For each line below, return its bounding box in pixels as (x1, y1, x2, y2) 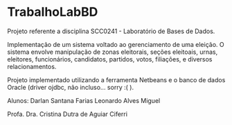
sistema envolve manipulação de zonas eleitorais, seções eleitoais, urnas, (7, 48, 218, 56)
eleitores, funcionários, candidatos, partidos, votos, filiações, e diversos (7, 55, 213, 63)
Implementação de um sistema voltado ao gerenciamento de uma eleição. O (7, 40, 224, 48)
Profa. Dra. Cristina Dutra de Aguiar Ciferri (7, 110, 128, 118)
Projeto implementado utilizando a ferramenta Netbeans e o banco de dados (7, 75, 226, 84)
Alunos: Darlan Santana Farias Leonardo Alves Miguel (7, 96, 161, 104)
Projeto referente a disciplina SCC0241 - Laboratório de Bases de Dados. (7, 27, 215, 35)
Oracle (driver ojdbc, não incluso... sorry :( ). (7, 83, 134, 91)
